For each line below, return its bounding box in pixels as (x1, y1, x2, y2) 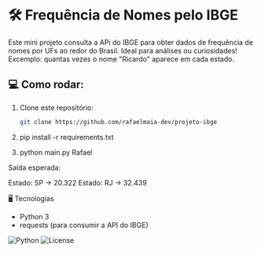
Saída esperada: (8, 163, 61, 172)
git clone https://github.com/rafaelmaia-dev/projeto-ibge (19, 118, 218, 126)
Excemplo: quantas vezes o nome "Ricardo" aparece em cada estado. (8, 54, 234, 64)
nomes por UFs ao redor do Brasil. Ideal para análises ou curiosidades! (8, 46, 238, 55)
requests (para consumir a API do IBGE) (19, 220, 149, 229)
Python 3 (19, 211, 50, 221)
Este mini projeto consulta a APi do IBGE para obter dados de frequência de (8, 37, 254, 47)
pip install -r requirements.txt (19, 132, 114, 141)
